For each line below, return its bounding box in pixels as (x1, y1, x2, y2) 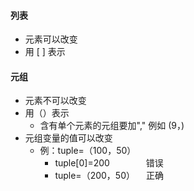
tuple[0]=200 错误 (54, 157, 164, 169)
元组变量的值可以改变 (24, 132, 113, 144)
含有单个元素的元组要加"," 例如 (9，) (39, 120, 185, 132)
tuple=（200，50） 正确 (54, 170, 164, 182)
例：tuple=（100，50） (39, 145, 137, 157)
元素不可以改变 (24, 95, 87, 107)
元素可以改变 (24, 33, 78, 45)
